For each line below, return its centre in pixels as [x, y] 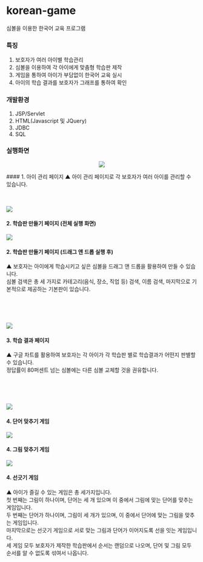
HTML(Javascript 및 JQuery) [51, 121]
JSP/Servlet [30, 114]
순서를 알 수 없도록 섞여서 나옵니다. [48, 553]
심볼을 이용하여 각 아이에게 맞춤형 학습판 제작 [68, 67]
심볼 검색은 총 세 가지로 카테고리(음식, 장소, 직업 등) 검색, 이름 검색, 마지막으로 [98, 282]
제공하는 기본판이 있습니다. [59, 289]
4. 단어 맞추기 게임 [28, 421]
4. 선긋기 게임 [22, 478]
